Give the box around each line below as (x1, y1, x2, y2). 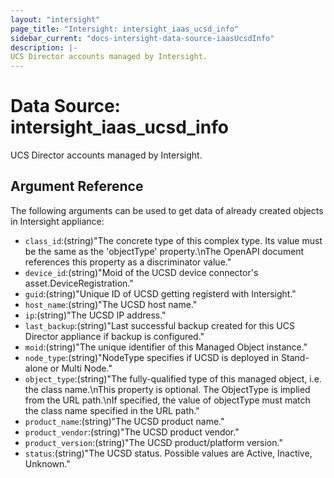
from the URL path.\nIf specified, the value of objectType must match (24, 394, 311, 406)
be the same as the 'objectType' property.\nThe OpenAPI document (24, 245, 305, 257)
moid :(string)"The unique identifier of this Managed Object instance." (24, 341, 308, 353)
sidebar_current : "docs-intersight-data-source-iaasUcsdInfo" (10, 33, 275, 43)
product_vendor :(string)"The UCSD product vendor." (24, 426, 240, 438)
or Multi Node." (49, 362, 113, 374)
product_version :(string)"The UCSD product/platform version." (24, 436, 283, 448)
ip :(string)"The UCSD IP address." (24, 309, 167, 321)
